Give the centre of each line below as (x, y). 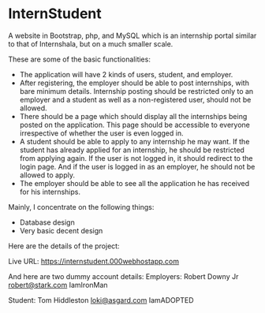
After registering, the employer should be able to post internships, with (134, 83)
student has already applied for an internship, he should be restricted (132, 150)
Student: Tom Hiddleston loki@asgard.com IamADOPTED (101, 300)
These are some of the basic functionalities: (80, 59)
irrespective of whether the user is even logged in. (101, 133)
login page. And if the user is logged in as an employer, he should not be (137, 166)
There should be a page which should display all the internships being (133, 116)
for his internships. (50, 192)
